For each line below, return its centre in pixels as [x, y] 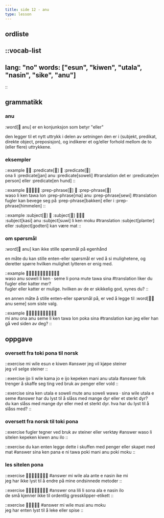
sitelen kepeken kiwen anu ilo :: [37, 438]
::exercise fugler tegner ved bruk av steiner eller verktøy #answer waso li [79, 432]
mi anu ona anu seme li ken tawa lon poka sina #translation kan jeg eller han [82, 318]
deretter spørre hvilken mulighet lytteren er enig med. [59, 264]
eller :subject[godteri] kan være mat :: [43, 226]
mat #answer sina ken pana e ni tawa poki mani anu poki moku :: [70, 452]
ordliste [17, 34]
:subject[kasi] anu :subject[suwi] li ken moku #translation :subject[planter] [80, 221]
